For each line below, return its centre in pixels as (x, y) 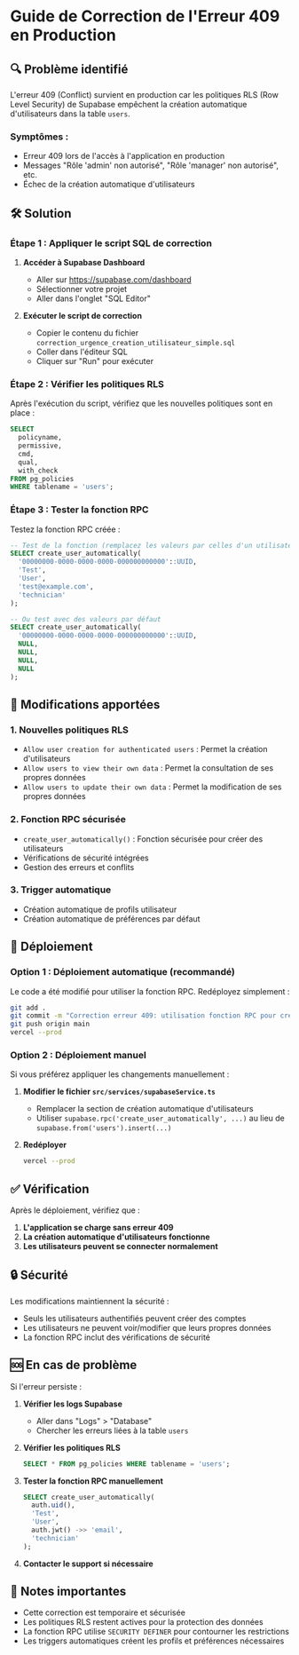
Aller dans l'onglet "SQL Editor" (94, 298)
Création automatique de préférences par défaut (111, 919)
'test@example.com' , (56, 586)
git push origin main (50, 1024)
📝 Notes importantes (68, 1592)
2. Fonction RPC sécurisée (68, 820)
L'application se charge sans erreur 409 (98, 1228)
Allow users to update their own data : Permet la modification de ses (152, 787)
